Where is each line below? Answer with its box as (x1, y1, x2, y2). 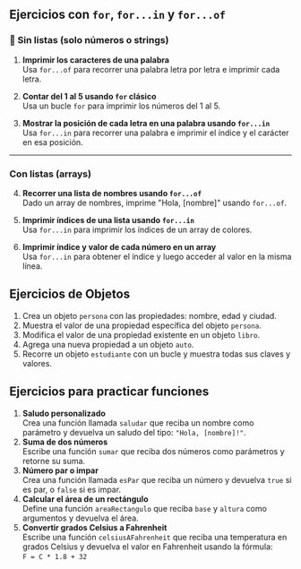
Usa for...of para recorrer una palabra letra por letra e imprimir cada (21, 64, 280, 74)
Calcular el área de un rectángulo (21, 493, 149, 504)
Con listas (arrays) (9, 168, 92, 180)
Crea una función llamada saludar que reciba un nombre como (21, 417, 254, 428)
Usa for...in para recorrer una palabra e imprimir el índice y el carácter (21, 127, 289, 138)
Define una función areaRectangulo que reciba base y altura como (21, 503, 267, 513)
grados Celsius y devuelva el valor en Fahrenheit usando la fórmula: (21, 541, 273, 552)
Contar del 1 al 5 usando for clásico (21, 91, 157, 101)
